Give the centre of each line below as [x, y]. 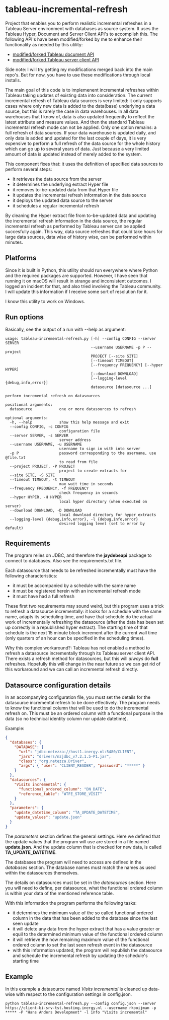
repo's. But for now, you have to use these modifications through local [78, 75]
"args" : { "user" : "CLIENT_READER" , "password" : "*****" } [82, 766]
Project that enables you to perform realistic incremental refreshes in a [78, 23]
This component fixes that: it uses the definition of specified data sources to [84, 164]
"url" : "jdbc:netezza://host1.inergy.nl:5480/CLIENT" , [77, 752]
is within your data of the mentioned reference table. [60, 893]
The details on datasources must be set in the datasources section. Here [81, 883]
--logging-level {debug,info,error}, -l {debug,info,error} [74, 519]
